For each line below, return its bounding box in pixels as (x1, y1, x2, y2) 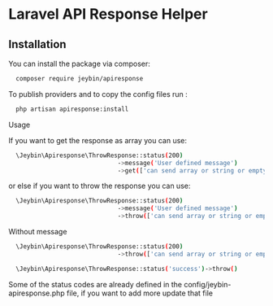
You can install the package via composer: (8, 59, 150, 68)
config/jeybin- (184, 279, 232, 289)
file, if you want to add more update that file (66, 288, 214, 298)
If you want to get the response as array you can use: (8, 135, 188, 145)
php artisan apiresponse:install (15, 105, 129, 113)
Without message (8, 227, 67, 236)
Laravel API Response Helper (8, 5, 209, 24)
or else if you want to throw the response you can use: (8, 181, 191, 191)
